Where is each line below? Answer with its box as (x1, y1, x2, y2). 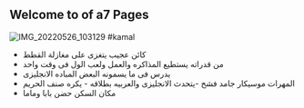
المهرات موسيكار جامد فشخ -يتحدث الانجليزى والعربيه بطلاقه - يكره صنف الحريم (22, 77, 296, 89)
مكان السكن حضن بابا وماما (22, 87, 117, 98)
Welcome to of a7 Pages (9, 7, 149, 23)
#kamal (107, 31, 136, 42)
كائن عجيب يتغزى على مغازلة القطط (22, 49, 147, 60)
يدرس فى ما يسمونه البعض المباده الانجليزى (22, 68, 171, 79)
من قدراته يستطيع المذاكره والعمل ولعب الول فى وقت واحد (22, 58, 225, 69)
